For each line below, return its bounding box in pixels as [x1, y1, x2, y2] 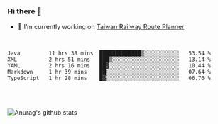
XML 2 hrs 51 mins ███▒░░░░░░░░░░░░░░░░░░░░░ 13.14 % [7, 56, 212, 63]
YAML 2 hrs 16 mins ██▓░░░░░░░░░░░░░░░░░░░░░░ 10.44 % [7, 62, 212, 69]
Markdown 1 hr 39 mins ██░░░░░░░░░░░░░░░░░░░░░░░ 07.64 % [7, 69, 212, 76]
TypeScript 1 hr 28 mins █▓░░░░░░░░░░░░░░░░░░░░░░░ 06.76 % [7, 74, 212, 82]
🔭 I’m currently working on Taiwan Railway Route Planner [17, 23, 185, 31]
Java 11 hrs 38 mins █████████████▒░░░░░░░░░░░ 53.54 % [7, 50, 212, 57]
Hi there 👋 [7, 6, 43, 16]
